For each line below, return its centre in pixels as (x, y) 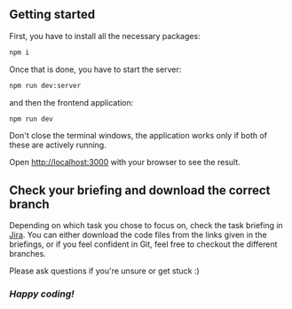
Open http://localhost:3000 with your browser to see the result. (125, 162)
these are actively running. (58, 145)
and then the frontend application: (71, 102)
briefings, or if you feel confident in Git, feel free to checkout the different (143, 244)
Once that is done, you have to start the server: (95, 69)
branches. (28, 254)
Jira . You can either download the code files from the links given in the (138, 235)
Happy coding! (42, 294)
